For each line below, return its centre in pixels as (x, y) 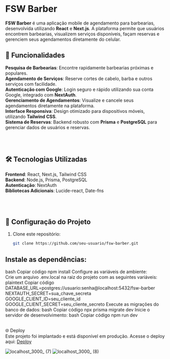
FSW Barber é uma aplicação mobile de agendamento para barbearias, (80, 23)
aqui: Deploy (19, 342)
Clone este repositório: (37, 234)
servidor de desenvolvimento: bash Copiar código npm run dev (72, 315)
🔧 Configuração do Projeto (48, 222)
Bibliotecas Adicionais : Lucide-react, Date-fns (55, 190)
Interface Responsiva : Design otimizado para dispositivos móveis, (75, 111)
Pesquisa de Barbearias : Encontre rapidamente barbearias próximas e (79, 67)
